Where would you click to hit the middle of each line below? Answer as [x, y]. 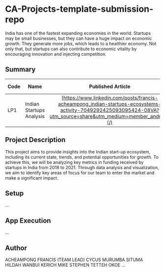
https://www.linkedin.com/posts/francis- [110, 98]
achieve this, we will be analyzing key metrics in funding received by [74, 162]
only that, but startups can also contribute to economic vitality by [71, 49]
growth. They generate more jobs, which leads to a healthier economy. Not [81, 43]
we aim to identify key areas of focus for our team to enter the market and [80, 173]
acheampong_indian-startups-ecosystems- [110, 104]
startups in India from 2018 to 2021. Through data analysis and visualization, [82, 167]
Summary [20, 70]
